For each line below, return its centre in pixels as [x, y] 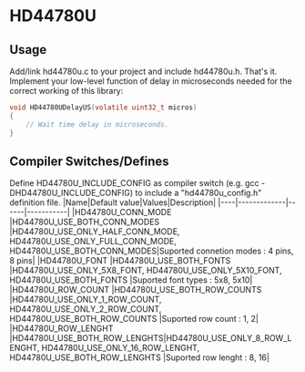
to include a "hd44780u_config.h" [198, 193]
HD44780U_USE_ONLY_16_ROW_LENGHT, [121, 348]
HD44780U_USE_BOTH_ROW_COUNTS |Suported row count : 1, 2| [134, 319]
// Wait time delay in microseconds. [97, 124]
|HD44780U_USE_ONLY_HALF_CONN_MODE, [95, 232]
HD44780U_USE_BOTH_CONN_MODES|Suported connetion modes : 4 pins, [152, 251]
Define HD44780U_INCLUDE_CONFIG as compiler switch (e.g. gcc [134, 183]
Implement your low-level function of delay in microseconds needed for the [151, 81]
